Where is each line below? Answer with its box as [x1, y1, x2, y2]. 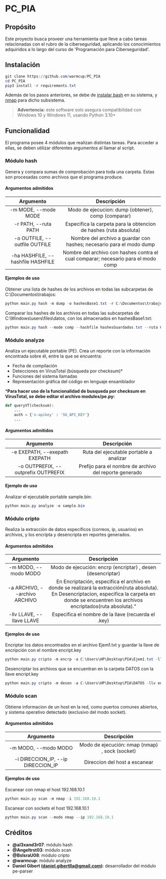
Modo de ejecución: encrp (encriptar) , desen [50, 564, 157, 571]
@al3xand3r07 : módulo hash [12, 841, 73, 848]
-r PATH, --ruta [14, 220, 52, 227]
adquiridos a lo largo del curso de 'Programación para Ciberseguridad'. [5, 47, 150, 52]
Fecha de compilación [12, 363, 58, 368]
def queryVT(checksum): [5, 403, 54, 408]
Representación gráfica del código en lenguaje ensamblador [12, 379, 135, 384]
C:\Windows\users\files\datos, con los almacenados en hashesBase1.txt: [5, 315, 152, 321]
